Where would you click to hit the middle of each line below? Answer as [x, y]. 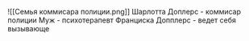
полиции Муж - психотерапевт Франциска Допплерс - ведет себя [122, 20]
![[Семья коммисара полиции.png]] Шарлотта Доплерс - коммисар [124, 12]
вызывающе [29, 29]
